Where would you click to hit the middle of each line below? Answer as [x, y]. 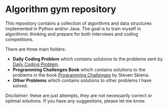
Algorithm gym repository [61, 9]
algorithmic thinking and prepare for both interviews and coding [72, 34]
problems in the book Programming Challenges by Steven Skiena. [81, 75]
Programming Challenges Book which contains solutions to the [79, 70]
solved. [20, 86]
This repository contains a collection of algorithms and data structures [78, 23]
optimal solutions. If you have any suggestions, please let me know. [75, 101]
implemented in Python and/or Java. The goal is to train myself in [73, 28]
